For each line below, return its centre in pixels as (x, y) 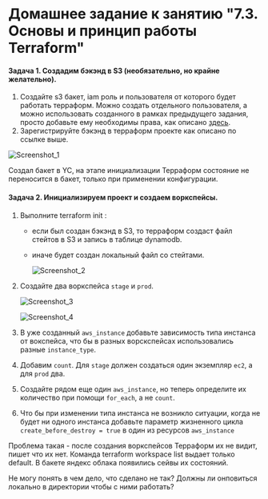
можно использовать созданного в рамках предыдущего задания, (134, 114)
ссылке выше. (44, 139)
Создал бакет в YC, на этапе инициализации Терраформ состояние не (129, 171)
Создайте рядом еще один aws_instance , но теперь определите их (133, 388)
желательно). (32, 79)
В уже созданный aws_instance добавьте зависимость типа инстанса (138, 332)
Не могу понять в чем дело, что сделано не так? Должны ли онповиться (133, 478)
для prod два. (42, 373)
